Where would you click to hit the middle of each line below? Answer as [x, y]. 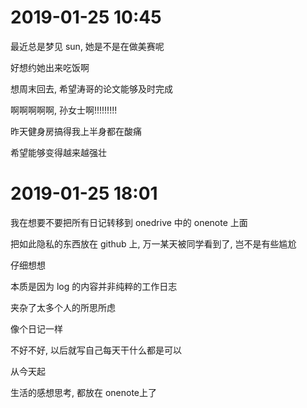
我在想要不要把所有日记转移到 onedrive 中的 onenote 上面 [129, 222]
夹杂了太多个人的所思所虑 [63, 307]
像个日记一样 [36, 328]
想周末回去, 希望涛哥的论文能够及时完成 [91, 88]
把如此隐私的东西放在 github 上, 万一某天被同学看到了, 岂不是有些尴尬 [153, 243]
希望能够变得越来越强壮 [58, 152]
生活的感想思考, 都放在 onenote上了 [84, 392]
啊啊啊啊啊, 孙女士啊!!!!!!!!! [64, 110]
